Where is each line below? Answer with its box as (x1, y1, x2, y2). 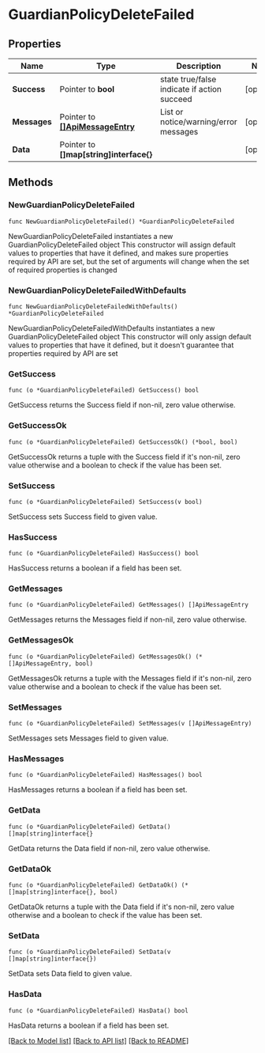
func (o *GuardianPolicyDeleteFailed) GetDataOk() (8, 881, 178, 889)
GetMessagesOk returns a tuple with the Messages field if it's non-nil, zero (8, 673, 252, 683)
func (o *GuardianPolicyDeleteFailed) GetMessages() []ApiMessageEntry (8, 601, 248, 609)
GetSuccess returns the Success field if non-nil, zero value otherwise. (8, 400, 236, 410)
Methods (8, 176, 54, 189)
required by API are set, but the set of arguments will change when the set (8, 256, 250, 266)
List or (160, 107, 184, 117)
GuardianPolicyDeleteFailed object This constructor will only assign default (8, 331, 252, 341)
